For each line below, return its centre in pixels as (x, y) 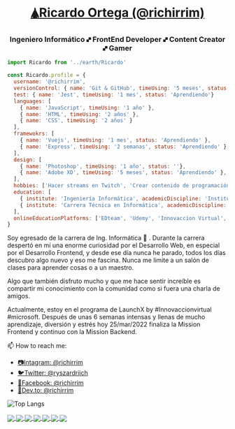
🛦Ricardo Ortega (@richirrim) (117, 13)
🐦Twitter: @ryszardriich (53, 373)
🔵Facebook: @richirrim (50, 383)
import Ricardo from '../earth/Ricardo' (67, 63)
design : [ (28, 160)
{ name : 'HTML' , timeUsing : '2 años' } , (79, 114)
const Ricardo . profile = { (47, 75)
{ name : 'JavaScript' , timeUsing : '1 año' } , (87, 108)
